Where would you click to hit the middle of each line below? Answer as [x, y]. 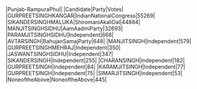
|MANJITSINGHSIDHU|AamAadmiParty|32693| [64, 28]
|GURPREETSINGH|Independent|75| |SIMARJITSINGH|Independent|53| [94, 73]
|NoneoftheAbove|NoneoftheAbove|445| [56, 79]
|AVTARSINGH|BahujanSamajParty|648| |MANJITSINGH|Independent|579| [98, 41]
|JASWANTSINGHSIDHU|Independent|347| [60, 54]
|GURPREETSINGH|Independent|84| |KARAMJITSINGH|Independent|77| [95, 67]
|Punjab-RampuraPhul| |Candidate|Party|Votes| [65, 9]
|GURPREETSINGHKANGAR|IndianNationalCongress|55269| [80, 16]
